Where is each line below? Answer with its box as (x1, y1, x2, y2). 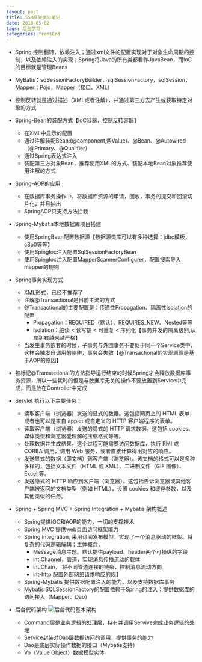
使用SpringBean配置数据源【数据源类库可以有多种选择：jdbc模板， (23, 233, 191, 241)
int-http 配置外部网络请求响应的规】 (32, 571, 121, 578)
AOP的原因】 (29, 357, 62, 364)
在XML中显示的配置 (23, 130, 73, 137)
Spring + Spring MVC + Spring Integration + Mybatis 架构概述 (14, 506, 168, 513)
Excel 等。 (23, 470, 50, 477)
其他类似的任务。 (23, 492, 67, 500)
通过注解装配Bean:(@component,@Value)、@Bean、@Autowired (23, 137, 186, 144)
